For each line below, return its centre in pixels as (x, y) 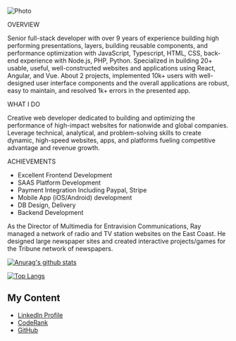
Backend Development (50, 212)
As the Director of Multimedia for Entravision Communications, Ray (104, 226)
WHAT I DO (24, 104)
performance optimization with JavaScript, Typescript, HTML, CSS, (105, 53)
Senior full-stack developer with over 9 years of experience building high (113, 38)
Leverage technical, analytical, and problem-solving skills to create (105, 133)
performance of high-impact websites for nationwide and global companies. (118, 125)
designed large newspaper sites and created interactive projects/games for (117, 241)
